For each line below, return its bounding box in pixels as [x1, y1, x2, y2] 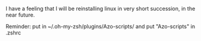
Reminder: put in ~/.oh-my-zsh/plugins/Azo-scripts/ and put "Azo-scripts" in [5, 23, 196, 30]
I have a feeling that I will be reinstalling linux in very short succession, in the [5, 5, 196, 12]
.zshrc [5, 29, 22, 36]
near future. [5, 11, 36, 18]
